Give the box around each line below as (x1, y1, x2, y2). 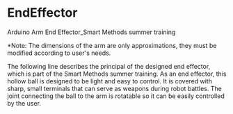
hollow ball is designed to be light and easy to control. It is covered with (7, 76, 212, 85)
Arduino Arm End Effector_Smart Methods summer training (7, 28, 176, 36)
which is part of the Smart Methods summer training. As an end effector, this (7, 70, 227, 78)
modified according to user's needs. (7, 49, 111, 57)
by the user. (7, 99, 42, 107)
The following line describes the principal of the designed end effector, (7, 62, 211, 70)
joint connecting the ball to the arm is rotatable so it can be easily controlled (7, 92, 225, 100)
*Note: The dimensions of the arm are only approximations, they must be (7, 41, 217, 49)
